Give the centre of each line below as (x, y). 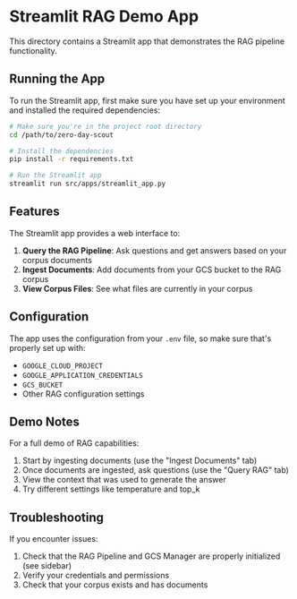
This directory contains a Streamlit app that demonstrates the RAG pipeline (147, 41)
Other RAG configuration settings (83, 394)
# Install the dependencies (62, 151)
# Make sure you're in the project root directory (106, 126)
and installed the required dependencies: (85, 110)
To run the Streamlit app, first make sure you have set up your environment (148, 100)
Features (34, 212)
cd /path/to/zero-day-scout (62, 135)
